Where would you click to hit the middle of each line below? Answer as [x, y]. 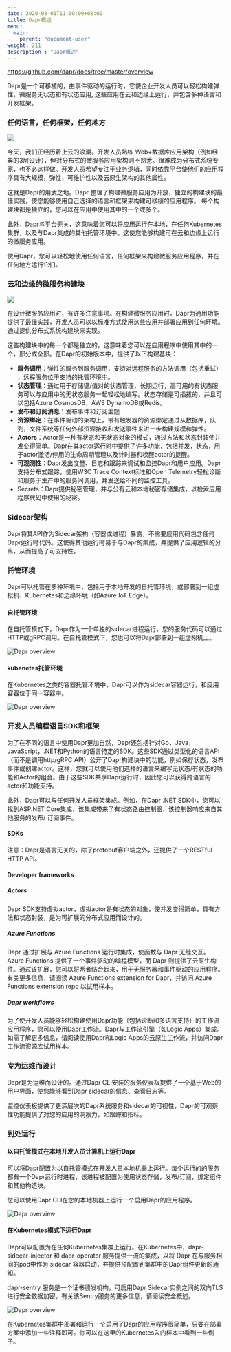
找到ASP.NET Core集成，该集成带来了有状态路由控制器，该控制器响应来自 [112, 809]
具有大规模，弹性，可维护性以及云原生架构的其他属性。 [91, 178]
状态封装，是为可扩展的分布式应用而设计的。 [82, 917]
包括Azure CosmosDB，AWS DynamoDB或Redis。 [95, 403]
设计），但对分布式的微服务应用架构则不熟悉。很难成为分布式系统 [121, 161]
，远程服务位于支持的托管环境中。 [65, 377]
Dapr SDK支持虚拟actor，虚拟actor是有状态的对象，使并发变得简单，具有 [111, 909]
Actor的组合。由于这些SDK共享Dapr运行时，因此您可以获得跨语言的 [115, 777]
